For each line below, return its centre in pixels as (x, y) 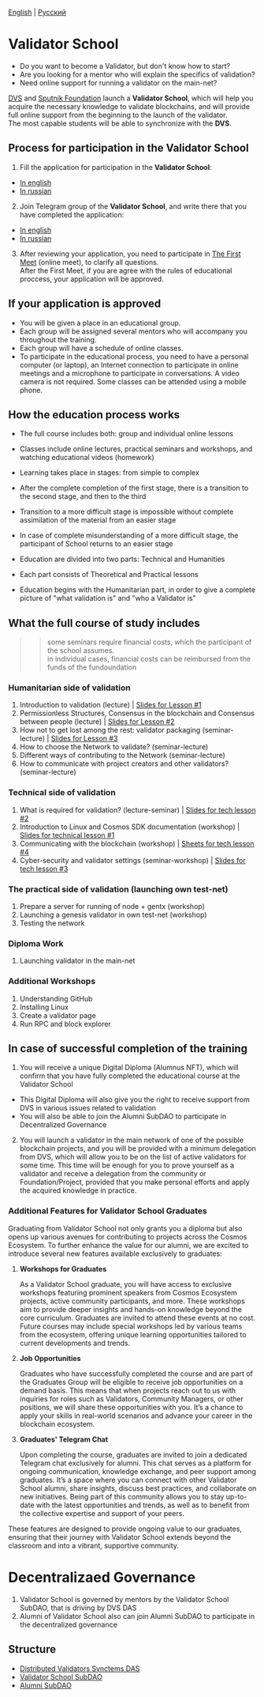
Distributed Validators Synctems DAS (80, 1669)
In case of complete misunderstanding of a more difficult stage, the (129, 535)
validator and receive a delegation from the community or (113, 1174)
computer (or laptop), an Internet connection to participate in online (129, 364)
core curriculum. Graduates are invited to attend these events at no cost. (138, 1318)
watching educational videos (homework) (87, 458)
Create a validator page (58, 1015)
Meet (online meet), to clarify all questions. (89, 262)
